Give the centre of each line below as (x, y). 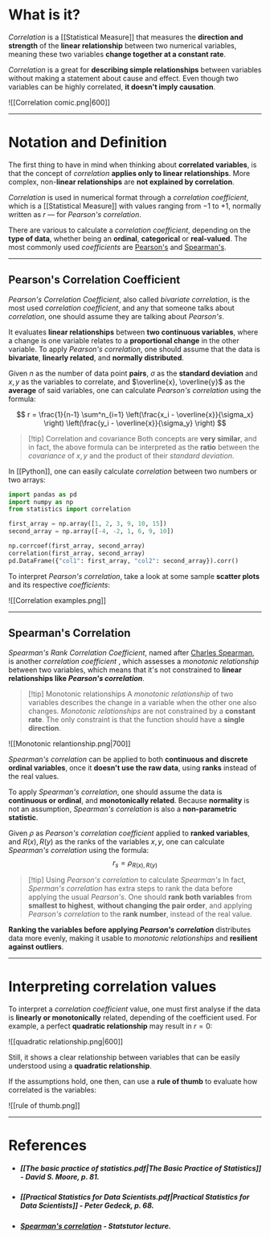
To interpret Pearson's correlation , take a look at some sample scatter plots (134, 576)
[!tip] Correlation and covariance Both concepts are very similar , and (142, 438)
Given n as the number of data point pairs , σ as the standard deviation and (133, 373)
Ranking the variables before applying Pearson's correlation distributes (130, 929)
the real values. (34, 776)
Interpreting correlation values (112, 987)
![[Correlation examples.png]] (57, 600)
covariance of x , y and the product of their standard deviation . (131, 455)
